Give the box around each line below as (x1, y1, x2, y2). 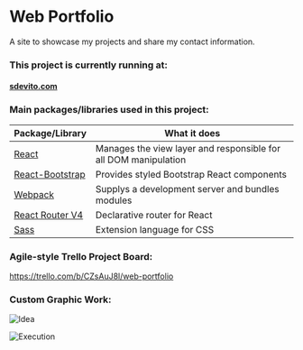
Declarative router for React (95, 208, 213, 221)
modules (95, 194, 133, 207)
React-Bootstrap (14, 168, 86, 180)
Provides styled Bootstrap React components (95, 168, 287, 180)
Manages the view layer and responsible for (95, 142, 281, 154)
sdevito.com (9, 81, 58, 92)
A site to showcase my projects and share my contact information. (9, 36, 255, 47)
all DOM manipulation (95, 153, 187, 166)
